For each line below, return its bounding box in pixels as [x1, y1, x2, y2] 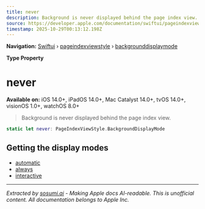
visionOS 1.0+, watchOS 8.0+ [6, 102, 80, 110]
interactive [15, 172, 42, 179]
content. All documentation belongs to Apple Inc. [6, 196, 129, 203]
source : [6, 20, 26, 26]
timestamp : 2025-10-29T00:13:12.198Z [6, 26, 103, 32]
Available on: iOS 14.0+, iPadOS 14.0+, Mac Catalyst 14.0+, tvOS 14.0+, [6, 96, 186, 104]
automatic [15, 159, 41, 166]
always [15, 165, 34, 172]
